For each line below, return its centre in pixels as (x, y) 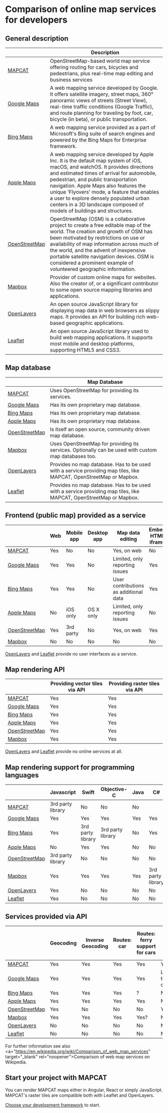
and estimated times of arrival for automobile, (103, 173)
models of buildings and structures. (91, 211)
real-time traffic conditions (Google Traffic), (101, 107)
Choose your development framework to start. (53, 1105)
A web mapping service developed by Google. (104, 88)
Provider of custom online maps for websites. (103, 277)
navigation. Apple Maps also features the (98, 186)
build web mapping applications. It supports (101, 337)
